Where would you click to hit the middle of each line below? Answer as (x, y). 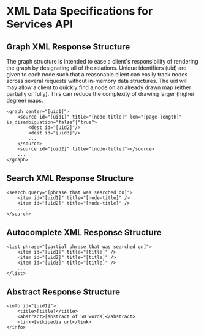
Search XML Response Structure (70, 178)
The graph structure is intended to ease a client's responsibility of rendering (102, 61)
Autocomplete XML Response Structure (84, 232)
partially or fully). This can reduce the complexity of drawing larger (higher (100, 94)
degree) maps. (25, 100)
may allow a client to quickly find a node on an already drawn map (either (99, 87)
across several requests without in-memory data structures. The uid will (97, 81)
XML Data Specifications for (80, 11)
